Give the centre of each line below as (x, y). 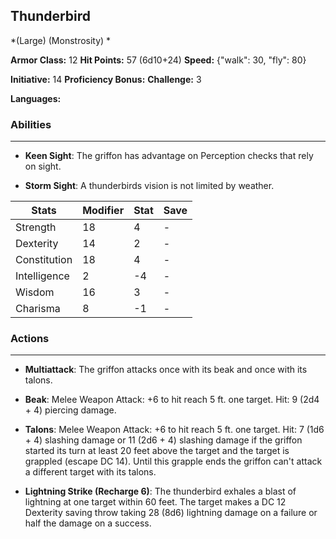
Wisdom (35, 292)
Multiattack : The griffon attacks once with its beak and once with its (166, 370)
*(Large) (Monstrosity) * (61, 40)
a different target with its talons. (90, 472)
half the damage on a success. (88, 523)
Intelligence (42, 276)
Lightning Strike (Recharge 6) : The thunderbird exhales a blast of (160, 491)
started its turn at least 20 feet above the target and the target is (157, 451)
